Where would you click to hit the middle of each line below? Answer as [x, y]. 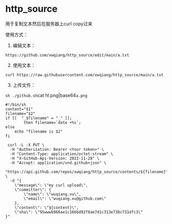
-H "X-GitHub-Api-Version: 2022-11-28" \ [55, 158]
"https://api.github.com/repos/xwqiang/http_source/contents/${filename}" [87, 172]
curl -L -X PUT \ [26, 145]
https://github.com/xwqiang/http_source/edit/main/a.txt [67, 55]
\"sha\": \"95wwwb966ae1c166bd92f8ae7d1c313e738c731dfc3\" [79, 212]
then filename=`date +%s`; [52, 122]
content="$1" [19, 109]
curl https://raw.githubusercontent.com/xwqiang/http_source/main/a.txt [84, 75]
